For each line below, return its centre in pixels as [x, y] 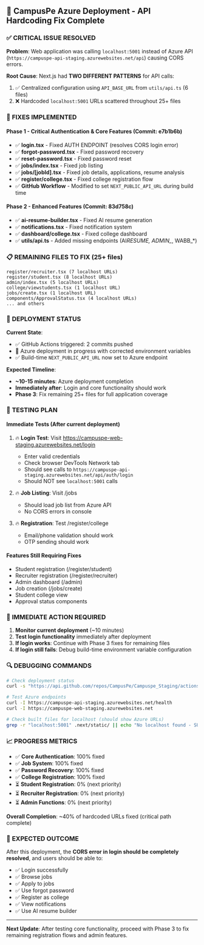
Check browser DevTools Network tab [72, 462]
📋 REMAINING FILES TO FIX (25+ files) [65, 257]
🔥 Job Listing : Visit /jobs [46, 493]
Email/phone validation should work [69, 535]
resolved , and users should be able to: [55, 858]
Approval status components [51, 601]
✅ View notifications [41, 904]
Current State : [25, 332]
